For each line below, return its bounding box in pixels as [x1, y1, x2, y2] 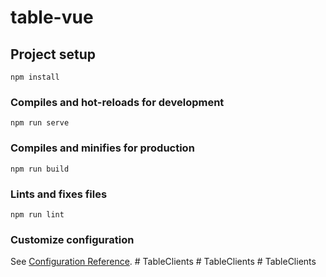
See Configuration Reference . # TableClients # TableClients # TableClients [10, 256, 317, 268]
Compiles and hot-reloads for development [10, 95, 225, 109]
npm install [10, 72, 60, 82]
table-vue [10, 6, 94, 29]
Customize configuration [10, 232, 135, 246]
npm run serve [10, 118, 70, 128]
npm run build [10, 164, 70, 174]
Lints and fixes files [10, 187, 108, 201]
